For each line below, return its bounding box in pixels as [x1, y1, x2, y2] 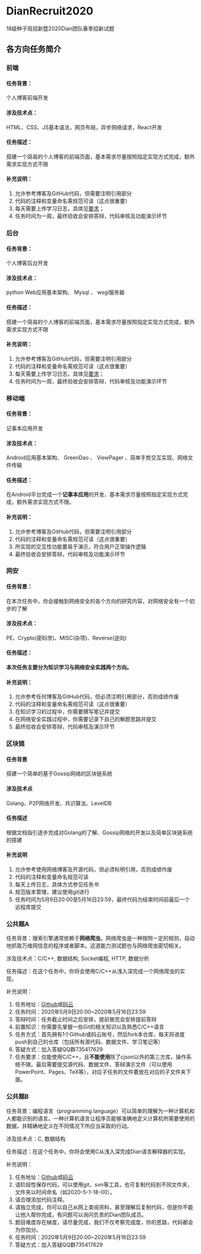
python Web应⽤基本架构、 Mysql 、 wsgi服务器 [6, 289, 125, 296]
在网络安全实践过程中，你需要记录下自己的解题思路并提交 [14, 715, 157, 723]
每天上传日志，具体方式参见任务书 [14, 881, 99, 888]
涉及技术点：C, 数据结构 [6, 1135, 66, 1142]
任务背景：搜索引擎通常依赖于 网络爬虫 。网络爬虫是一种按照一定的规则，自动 [6, 935, 195, 942]
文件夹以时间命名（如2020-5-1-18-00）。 [14, 1188, 115, 1196]
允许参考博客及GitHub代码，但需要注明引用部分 [14, 528, 132, 535]
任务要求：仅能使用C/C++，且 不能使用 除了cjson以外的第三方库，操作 [14, 1053, 187, 1060]
